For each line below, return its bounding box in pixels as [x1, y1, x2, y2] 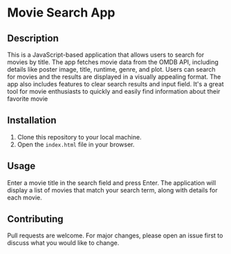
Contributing [7, 213, 64, 225]
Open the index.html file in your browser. [17, 140, 135, 148]
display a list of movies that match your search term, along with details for [7, 186, 218, 194]
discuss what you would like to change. [7, 239, 120, 247]
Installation [7, 115, 57, 126]
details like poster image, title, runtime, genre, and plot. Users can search [7, 66, 216, 73]
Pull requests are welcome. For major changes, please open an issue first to [7, 231, 223, 240]
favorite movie [7, 95, 48, 103]
